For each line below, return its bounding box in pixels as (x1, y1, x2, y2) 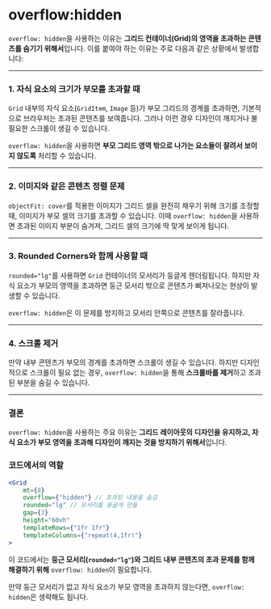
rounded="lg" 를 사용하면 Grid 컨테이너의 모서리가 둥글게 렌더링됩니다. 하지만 (8, 270, 252, 280)
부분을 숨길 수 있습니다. (16, 378, 90, 387)
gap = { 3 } (23, 509, 48, 517)
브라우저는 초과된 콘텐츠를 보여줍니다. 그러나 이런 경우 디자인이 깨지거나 (23, 113, 250, 123)
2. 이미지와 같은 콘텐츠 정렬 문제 (8, 180, 125, 192)
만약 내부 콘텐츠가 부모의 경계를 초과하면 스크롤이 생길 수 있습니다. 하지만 (8, 357, 239, 367)
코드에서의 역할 (8, 459, 65, 471)
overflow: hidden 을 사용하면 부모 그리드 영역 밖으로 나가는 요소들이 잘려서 (8, 141, 244, 150)
